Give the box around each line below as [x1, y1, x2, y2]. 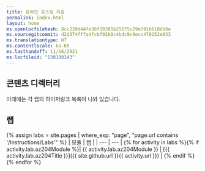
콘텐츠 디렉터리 [6, 79, 61, 89]
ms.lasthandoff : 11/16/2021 [6, 49, 78, 55]
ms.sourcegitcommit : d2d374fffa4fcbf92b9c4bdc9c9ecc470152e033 [6, 32, 171, 38]
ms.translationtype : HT [6, 37, 67, 43]
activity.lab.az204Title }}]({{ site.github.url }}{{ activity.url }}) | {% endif [6, 152, 186, 159]
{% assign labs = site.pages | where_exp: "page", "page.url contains [6, 131, 179, 139]
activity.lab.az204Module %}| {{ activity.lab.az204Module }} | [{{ [6, 145, 170, 153]
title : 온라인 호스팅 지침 [6, 9, 65, 15]
